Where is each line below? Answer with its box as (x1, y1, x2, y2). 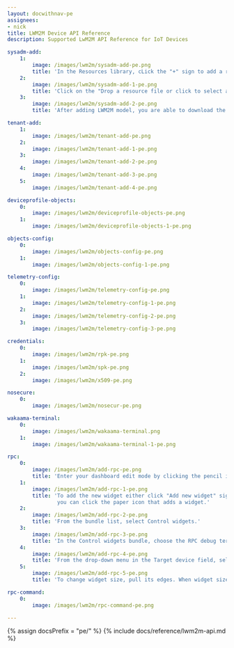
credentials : (7, 338, 45, 345)
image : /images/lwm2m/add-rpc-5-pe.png (32, 570, 148, 577)
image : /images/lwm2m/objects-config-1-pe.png (32, 261, 170, 268)
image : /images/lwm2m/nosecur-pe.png (32, 402, 141, 409)
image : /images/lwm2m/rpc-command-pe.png (32, 601, 155, 609)
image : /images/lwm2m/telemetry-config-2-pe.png (32, 313, 176, 319)
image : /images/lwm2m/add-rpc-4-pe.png (32, 551, 148, 558)
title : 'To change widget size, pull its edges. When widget (32, 576, 214, 583)
